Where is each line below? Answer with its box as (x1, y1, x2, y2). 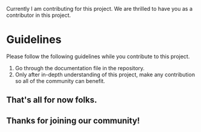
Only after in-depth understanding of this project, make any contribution (15, 71, 196, 78)
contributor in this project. (6, 12, 71, 19)
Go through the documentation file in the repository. (15, 64, 145, 71)
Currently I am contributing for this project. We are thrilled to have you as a (6, 5, 193, 12)
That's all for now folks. (6, 95, 97, 105)
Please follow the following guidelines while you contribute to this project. (6, 53, 190, 60)
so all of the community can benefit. (15, 77, 105, 84)
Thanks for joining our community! (6, 115, 140, 126)
